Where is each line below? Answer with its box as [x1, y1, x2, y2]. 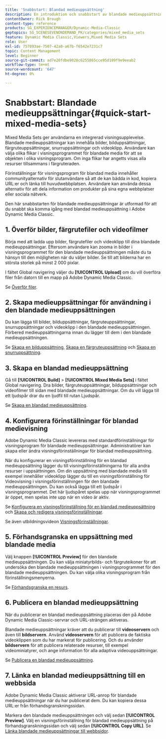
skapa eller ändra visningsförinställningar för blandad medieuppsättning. [5, 448, 153, 454]
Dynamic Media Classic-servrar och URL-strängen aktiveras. [5, 617, 129, 622]
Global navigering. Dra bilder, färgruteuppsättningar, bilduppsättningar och [5, 382, 157, 388]
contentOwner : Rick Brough [5, 16, 61, 21]
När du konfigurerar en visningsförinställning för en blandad [5, 458, 127, 464]
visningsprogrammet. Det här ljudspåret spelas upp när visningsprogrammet [5, 489, 161, 495]
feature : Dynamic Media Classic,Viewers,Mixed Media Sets [5, 35, 127, 40]
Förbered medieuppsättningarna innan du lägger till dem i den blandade [5, 329, 152, 336]
